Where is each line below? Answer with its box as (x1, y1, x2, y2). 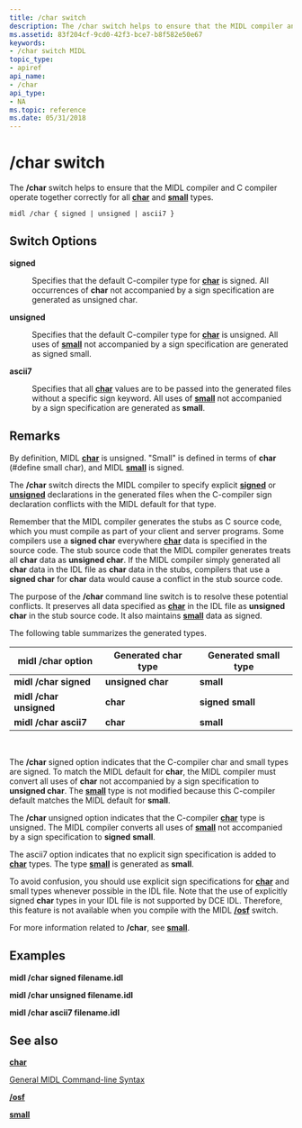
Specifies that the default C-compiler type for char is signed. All (31, 275, 270, 286)
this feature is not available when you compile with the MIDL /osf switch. (9, 905, 279, 915)
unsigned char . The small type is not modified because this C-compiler (9, 785, 276, 796)
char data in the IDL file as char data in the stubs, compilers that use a (9, 564, 271, 575)
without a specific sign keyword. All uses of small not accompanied (31, 393, 282, 404)
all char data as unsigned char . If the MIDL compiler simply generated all (9, 554, 280, 565)
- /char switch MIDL (9, 47, 87, 56)
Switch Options (9, 233, 97, 249)
